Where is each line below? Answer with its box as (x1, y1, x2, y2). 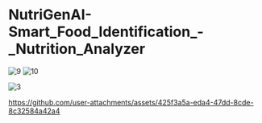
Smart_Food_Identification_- (8, 23, 204, 41)
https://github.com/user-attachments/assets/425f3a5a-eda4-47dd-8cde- (8, 97, 254, 107)
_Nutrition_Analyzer (8, 40, 146, 58)
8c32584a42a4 (8, 106, 60, 116)
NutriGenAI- (8, 6, 93, 24)
